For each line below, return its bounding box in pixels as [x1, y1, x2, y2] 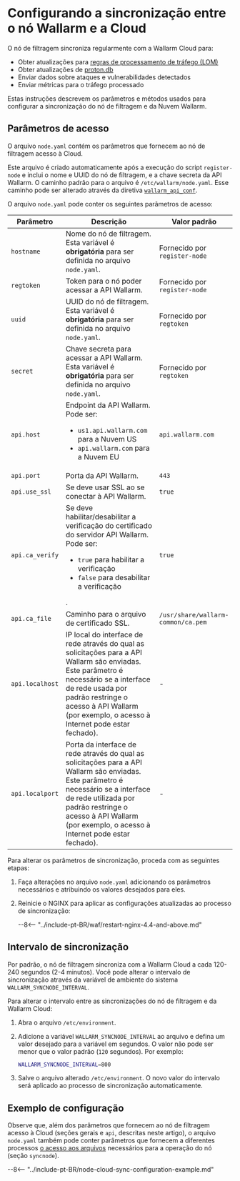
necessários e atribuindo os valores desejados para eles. [17, 884, 186, 894]
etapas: [7, 863, 30, 872]
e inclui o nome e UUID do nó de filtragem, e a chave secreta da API [21, 170, 222, 179]
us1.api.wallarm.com [77, 427, 148, 434]
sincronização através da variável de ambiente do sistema [7, 975, 179, 984]
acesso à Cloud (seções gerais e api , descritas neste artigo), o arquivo [7, 1129, 216, 1137]
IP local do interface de [65, 629, 144, 639]
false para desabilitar [77, 572, 151, 582]
